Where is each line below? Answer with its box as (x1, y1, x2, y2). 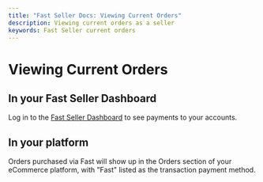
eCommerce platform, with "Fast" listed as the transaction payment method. (8, 165, 256, 175)
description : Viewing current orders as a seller (8, 19, 175, 27)
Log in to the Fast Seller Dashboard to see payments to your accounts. (8, 112, 238, 123)
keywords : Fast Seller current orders (8, 26, 136, 34)
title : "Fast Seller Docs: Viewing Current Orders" (8, 11, 182, 20)
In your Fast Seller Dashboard (8, 92, 156, 105)
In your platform (8, 135, 89, 149)
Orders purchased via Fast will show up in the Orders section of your (8, 157, 232, 166)
